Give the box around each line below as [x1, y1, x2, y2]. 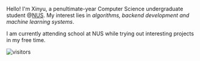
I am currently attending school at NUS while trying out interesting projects [6, 30, 194, 37]
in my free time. [6, 37, 46, 43]
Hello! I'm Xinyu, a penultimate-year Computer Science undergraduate [6, 5, 184, 12]
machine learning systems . [6, 18, 74, 25]
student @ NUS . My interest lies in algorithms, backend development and [6, 12, 190, 19]
